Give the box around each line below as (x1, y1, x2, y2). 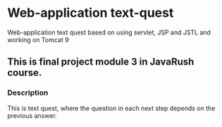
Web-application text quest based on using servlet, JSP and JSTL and (7, 28, 211, 36)
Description (7, 88, 49, 98)
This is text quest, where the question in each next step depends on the (7, 104, 216, 112)
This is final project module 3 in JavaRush (7, 56, 195, 68)
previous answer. (7, 111, 58, 120)
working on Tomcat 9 (7, 35, 69, 44)
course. (7, 67, 42, 79)
